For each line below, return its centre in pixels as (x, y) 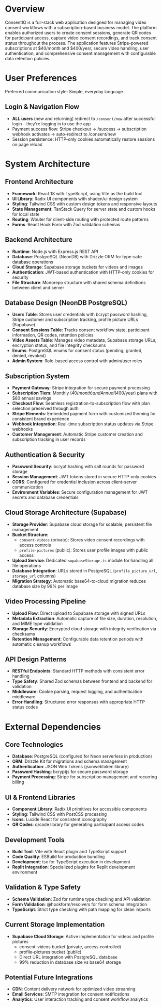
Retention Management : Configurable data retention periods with (78, 639)
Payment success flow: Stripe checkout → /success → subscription (79, 129)
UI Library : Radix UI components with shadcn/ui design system (75, 199)
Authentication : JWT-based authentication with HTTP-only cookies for (83, 272)
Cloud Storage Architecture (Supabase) (66, 512)
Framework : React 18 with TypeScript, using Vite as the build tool (77, 193)
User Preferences (41, 78)
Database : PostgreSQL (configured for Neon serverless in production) (82, 756)
